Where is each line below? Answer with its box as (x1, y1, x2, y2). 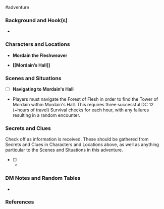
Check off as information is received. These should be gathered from (5, 136, 149, 143)
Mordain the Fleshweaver (12, 52, 68, 58)
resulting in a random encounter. (12, 112, 81, 118)
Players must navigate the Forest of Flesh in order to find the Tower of (12, 96, 158, 102)
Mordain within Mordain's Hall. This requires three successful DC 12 (12, 101, 154, 107)
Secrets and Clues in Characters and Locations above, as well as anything (5, 142, 159, 148)
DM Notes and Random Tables (5, 175, 81, 182)
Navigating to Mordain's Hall (12, 86, 74, 92)
